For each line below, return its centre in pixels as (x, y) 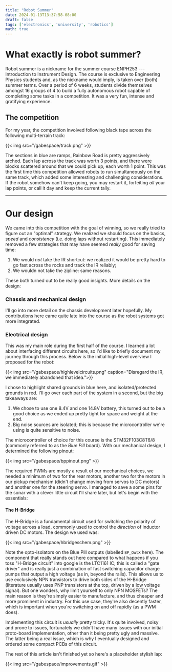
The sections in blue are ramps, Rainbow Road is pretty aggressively (78, 155)
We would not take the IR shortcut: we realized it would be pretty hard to (89, 259)
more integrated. (23, 321)
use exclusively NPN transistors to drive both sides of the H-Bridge (76, 579)
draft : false (19, 20)
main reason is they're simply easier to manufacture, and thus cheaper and (84, 596)
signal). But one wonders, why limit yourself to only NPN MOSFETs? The (81, 590)
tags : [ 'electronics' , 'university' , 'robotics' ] (59, 24)
